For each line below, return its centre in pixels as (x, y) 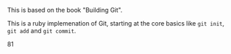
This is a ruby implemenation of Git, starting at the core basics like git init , (116, 23)
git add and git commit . (42, 31)
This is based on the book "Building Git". (65, 10)
